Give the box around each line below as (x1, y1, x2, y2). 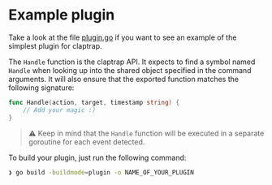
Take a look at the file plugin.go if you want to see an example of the (8, 32, 237, 42)
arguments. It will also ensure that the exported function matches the (8, 74, 240, 84)
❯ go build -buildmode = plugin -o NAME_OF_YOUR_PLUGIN (8, 168, 195, 176)
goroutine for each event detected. (28, 136, 145, 147)
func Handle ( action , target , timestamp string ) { (8, 98, 180, 106)
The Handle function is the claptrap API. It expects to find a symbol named (8, 57, 256, 67)
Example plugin (8, 6, 115, 24)
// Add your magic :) (23, 105, 96, 114)
